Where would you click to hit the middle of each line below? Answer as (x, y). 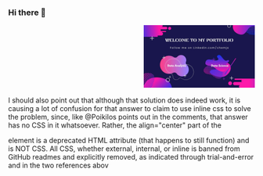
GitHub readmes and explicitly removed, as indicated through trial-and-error (131, 156)
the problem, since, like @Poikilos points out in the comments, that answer (128, 117)
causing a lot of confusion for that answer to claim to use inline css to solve (130, 108)
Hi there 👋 (27, 13)
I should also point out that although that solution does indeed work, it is (124, 100)
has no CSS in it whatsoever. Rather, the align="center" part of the (115, 125)
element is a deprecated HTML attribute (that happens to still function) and (129, 140)
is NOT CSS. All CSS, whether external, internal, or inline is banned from (124, 149)
